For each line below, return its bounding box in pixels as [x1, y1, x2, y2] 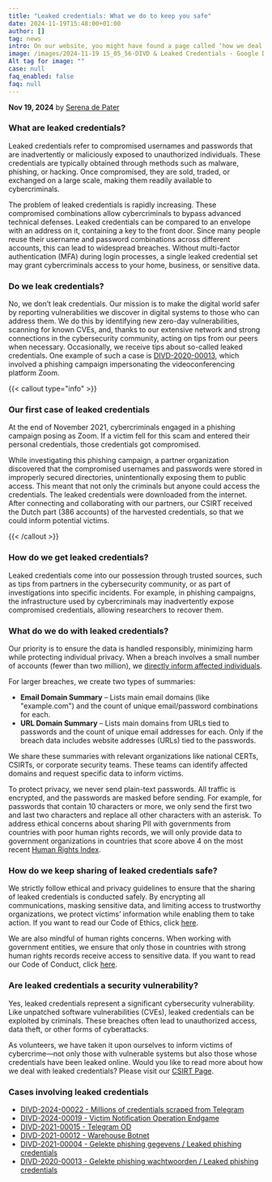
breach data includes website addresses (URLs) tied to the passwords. [19, 735, 257, 745]
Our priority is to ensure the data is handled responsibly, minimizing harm [8, 643, 253, 653]
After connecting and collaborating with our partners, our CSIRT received [8, 499, 253, 509]
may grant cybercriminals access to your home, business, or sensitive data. [8, 260, 261, 270]
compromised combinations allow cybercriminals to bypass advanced [8, 208, 241, 218]
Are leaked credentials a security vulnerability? [8, 980, 198, 991]
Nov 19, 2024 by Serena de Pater [8, 102, 120, 112]
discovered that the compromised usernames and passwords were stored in [8, 464, 263, 474]
